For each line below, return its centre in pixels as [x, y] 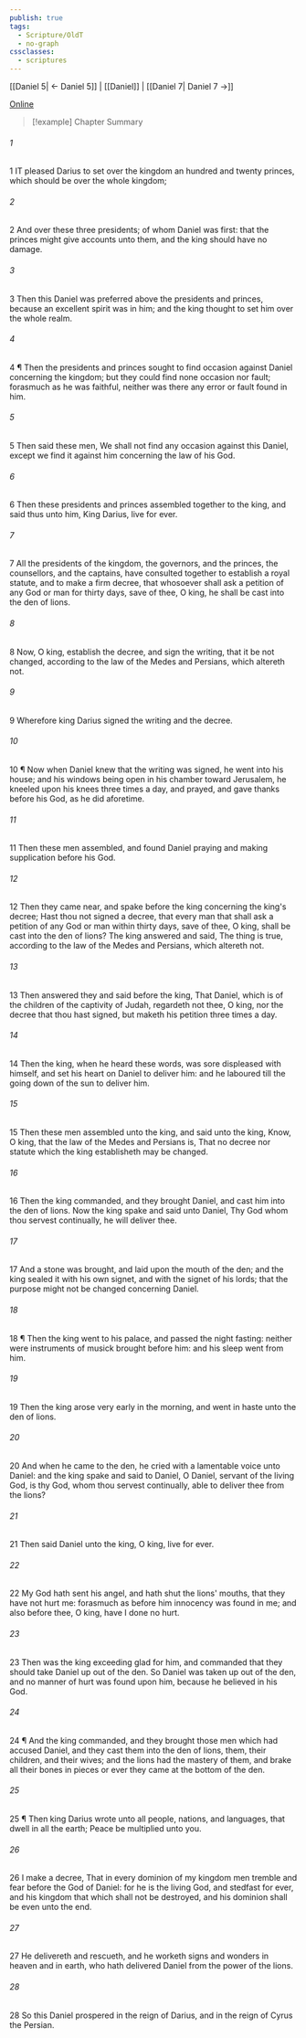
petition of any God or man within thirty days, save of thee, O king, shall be [150, 926]
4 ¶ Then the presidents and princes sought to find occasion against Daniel [151, 367]
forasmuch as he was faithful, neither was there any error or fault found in [148, 387]
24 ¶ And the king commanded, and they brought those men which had [144, 1740]
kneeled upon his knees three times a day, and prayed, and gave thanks [145, 789]
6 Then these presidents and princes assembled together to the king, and [148, 504]
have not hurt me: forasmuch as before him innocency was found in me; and [153, 1603]
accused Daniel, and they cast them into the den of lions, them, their [138, 1750]
